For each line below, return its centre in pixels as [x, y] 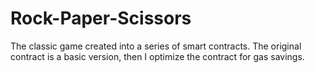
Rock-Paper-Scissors [101, 18]
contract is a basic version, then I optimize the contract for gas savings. [157, 56]
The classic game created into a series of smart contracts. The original [156, 46]
